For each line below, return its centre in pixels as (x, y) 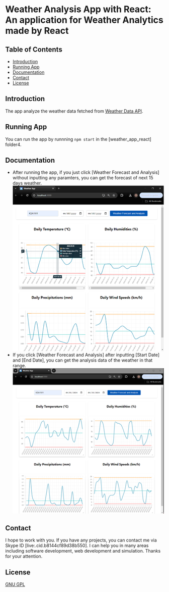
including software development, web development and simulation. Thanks (83, 551)
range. (19, 365)
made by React (37, 31)
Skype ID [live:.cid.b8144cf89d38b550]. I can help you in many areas (77, 546)
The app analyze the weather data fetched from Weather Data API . (74, 111)
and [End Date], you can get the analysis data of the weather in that (82, 360)
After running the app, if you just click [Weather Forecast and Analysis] (86, 172)
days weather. (27, 183)
